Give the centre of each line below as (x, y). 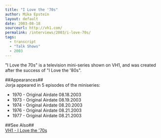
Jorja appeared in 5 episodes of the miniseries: (53, 85)
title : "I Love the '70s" (31, 10)
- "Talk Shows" (25, 46)
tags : (11, 37)
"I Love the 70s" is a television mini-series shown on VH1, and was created (80, 65)
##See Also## (20, 125)
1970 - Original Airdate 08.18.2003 (47, 95)
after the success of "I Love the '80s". (43, 70)
